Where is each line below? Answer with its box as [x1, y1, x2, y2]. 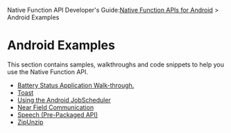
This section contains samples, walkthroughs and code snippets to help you [7, 60, 224, 69]
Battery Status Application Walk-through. [17, 81, 135, 89]
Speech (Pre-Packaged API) [17, 110, 99, 118]
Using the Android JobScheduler [17, 96, 111, 104]
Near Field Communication [17, 103, 94, 112]
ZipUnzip [17, 118, 44, 126]
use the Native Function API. [7, 67, 89, 76]
